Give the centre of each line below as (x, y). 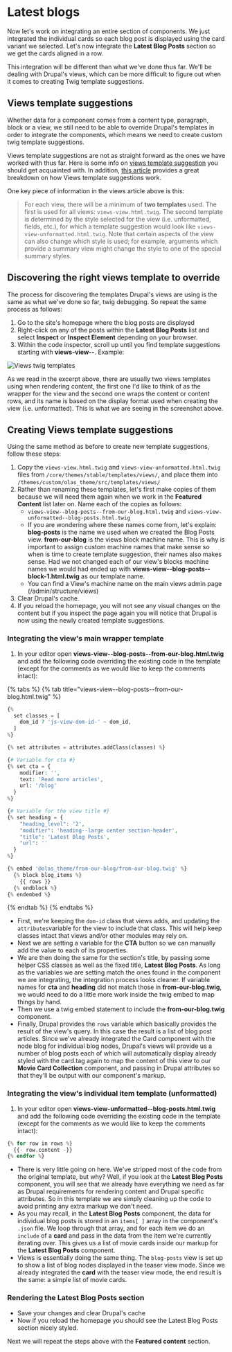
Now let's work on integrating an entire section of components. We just (109, 31)
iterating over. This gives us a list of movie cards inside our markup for (117, 1243)
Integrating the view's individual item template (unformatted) (112, 1094)
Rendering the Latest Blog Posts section (76, 1298)
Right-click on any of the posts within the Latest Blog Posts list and (113, 330)
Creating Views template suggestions (90, 430)
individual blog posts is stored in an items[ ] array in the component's (117, 1221)
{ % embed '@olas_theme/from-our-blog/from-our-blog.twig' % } (97, 869)
